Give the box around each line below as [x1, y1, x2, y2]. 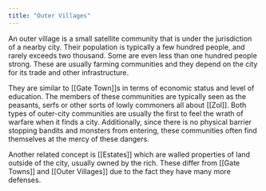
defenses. [8, 175, 42, 185]
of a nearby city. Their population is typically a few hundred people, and [8, 42, 245, 52]
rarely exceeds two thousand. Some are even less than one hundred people [8, 50, 257, 60]
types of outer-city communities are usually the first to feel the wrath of [8, 109, 244, 118]
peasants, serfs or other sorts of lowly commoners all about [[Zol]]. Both [8, 100, 247, 109]
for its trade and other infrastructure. [8, 67, 129, 77]
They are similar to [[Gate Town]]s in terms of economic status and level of [8, 83, 255, 93]
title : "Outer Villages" [8, 11, 91, 20]
